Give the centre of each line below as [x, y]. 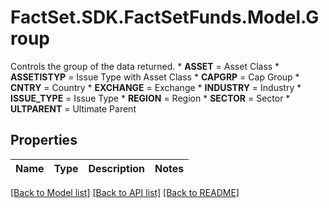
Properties [44, 140]
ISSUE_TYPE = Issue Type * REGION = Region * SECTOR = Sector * [150, 98]
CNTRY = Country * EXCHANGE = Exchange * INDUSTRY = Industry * [156, 87]
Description [116, 168]
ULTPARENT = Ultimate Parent [73, 108]
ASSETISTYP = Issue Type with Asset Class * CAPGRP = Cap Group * [155, 77]
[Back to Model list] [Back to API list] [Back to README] [125, 192]
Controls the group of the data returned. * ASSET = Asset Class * [145, 66]
